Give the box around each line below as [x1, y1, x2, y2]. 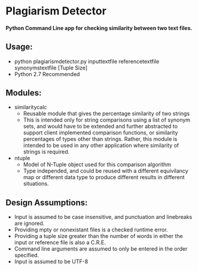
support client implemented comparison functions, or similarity [23, 129, 178, 136]
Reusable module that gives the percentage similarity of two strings [23, 110, 190, 118]
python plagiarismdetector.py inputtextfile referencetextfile [14, 58, 160, 65]
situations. [23, 180, 49, 187]
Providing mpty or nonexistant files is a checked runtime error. [14, 226, 168, 233]
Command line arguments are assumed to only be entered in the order [14, 245, 188, 252]
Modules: [5, 88, 42, 98]
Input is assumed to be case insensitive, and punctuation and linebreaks [14, 213, 193, 221]
